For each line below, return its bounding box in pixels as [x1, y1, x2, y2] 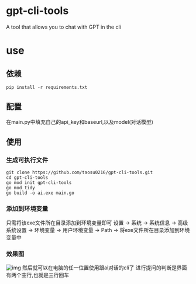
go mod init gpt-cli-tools [6, 180, 72, 186]
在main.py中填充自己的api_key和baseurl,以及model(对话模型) [6, 118, 154, 125]
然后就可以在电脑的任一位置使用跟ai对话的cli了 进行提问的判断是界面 [22, 264, 187, 271]
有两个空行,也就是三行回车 [6, 272, 70, 279]
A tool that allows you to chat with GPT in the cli [6, 23, 121, 30]
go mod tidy [6, 185, 35, 191]
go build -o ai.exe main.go [6, 190, 75, 196]
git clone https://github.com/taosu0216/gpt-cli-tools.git [6, 169, 153, 176]
